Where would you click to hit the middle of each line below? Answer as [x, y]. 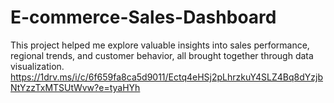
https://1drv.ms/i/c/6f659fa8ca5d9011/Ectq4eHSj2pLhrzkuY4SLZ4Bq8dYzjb [166, 77]
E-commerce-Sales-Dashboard [143, 17]
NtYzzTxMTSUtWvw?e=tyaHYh [75, 87]
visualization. [37, 66]
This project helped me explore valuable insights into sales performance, [160, 45]
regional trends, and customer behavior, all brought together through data [162, 55]
